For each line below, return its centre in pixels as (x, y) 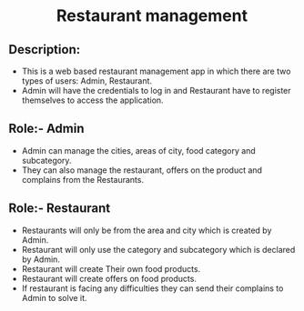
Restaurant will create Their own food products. (111, 268)
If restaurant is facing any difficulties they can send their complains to (152, 288)
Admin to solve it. (54, 297)
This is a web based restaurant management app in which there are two (156, 71)
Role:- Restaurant (60, 209)
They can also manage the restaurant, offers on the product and (142, 170)
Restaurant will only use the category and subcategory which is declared (158, 249)
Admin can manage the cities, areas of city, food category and (138, 150)
